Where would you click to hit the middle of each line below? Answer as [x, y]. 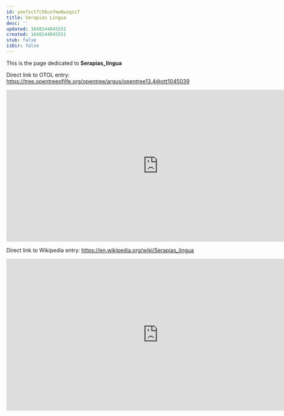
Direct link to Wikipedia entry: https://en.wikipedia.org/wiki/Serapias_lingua [100, 250]
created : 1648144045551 [36, 35]
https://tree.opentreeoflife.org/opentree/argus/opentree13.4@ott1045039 [98, 81]
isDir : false [23, 46]
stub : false [21, 40]
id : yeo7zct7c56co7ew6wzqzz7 [43, 12]
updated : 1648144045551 [36, 29]
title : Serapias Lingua [36, 18]
